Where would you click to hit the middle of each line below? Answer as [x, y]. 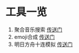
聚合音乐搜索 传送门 [38, 29]
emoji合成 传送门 [34, 37]
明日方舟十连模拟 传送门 [43, 44]
